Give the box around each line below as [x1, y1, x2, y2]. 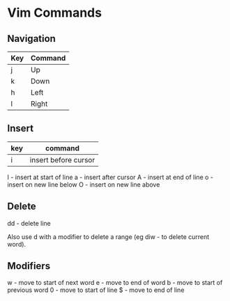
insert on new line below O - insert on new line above [7, 180, 160, 189]
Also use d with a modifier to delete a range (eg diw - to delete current [7, 232, 210, 241]
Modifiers [7, 260, 51, 272]
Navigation [7, 33, 56, 45]
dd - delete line [7, 219, 51, 227]
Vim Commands [7, 5, 102, 21]
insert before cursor [29, 155, 95, 164]
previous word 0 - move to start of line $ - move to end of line [7, 286, 185, 294]
